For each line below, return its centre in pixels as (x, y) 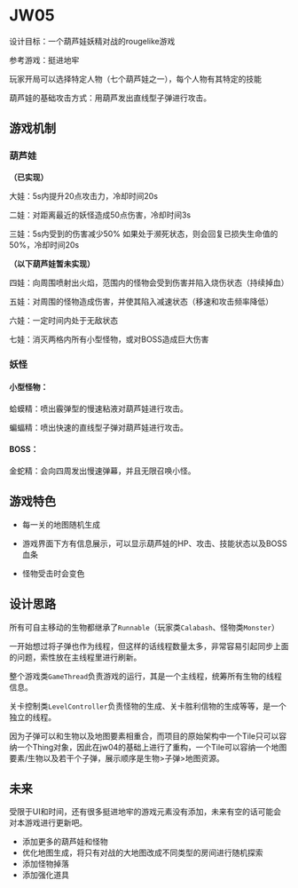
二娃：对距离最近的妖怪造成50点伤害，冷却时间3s (100, 215)
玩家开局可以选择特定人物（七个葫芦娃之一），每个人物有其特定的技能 (135, 79)
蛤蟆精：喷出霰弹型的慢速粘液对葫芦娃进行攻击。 (98, 408)
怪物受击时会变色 (53, 573)
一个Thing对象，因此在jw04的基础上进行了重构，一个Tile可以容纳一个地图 (152, 747)
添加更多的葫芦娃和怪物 (65, 842)
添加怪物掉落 (45, 864)
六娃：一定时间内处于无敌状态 (63, 320)
